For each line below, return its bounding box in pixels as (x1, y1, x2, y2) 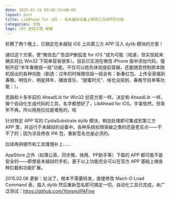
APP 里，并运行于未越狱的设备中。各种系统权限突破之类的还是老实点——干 (5, 124, 162, 130)
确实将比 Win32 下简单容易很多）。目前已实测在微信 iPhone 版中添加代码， (5, 58, 161, 64)
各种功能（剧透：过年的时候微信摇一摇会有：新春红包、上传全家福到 (22, 71, 165, 77)
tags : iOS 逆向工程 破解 (5, 26, 53, 31)
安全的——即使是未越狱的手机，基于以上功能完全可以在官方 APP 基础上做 (5, 158, 159, 164)
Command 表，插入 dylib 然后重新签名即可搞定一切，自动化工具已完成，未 (5, 182, 161, 188)
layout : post (5, 12, 33, 17)
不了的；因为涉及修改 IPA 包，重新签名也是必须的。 (5, 130, 113, 137)
